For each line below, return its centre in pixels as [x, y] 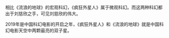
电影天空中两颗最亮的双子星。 [40, 30]
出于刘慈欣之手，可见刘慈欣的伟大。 [43, 13]
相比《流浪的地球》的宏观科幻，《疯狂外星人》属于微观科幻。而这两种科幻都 [84, 7]
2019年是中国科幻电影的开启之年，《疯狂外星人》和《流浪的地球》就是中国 [82, 24]
